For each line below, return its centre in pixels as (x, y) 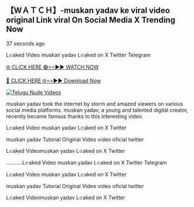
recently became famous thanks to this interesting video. (75, 116)
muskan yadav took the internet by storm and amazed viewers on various (95, 103)
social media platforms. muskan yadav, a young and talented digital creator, (97, 110)
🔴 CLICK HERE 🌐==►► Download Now (54, 81)
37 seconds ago (25, 44)
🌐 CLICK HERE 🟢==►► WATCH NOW (52, 67)
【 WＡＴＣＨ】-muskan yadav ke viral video (88, 11)
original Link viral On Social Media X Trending (91, 20)
